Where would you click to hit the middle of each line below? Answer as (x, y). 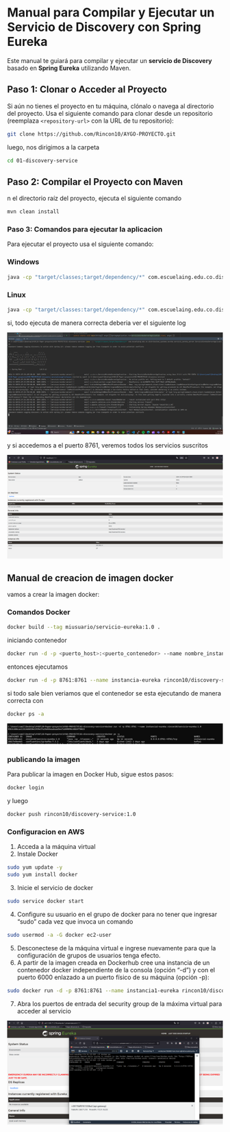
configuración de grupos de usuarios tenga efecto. (89, 955)
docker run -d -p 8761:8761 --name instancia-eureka (84, 680)
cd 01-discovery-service (42, 160)
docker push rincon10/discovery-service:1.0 (72, 814)
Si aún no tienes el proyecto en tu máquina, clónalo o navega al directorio (111, 106)
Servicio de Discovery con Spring (104, 27)
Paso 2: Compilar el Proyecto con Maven (95, 182)
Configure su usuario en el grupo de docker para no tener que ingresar (117, 914)
